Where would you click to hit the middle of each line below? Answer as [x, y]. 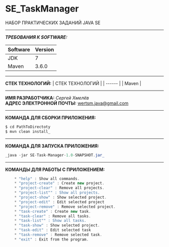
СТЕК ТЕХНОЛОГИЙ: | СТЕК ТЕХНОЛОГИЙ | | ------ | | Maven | [73, 83]
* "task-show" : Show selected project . [57, 225]
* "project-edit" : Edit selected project [59, 202]
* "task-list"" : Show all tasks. [50, 221]
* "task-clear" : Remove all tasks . [53, 216]
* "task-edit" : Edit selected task [53, 230]
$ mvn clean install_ [28, 131]
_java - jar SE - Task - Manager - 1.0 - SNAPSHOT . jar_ [55, 155]
